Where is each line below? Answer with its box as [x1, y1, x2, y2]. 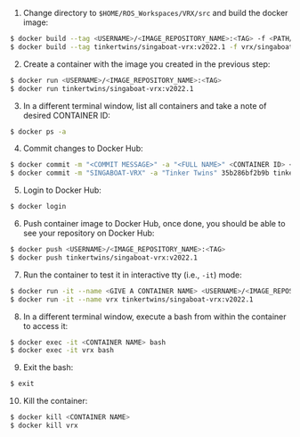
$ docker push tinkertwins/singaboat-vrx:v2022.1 [10, 253, 199, 262]
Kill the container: [22, 396, 88, 407]
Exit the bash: [22, 362, 74, 373]
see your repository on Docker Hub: [22, 227, 155, 238]
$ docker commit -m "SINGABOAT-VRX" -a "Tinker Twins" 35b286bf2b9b [10, 169, 270, 177]
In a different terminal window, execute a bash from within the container [22, 311, 288, 322]
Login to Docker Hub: [22, 185, 101, 195]
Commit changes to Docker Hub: [22, 143, 143, 154]
